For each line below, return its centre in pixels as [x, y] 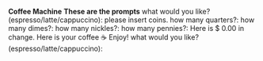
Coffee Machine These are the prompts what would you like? [109, 11]
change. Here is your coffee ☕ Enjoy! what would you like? [104, 37]
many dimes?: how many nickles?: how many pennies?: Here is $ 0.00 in [126, 28]
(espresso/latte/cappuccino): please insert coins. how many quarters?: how [131, 20]
